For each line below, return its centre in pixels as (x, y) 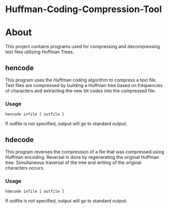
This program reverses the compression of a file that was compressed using (85, 152)
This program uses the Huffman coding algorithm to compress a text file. (81, 80)
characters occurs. (25, 168)
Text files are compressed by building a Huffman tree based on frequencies (84, 85)
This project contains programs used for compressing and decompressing (83, 47)
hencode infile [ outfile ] (35, 114)
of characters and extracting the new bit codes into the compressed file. (80, 91)
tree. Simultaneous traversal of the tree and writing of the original (73, 162)
